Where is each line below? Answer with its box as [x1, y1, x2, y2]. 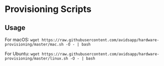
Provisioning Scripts [5, 3, 92, 15]
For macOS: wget [5, 36, 40, 42]
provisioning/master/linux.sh [5, 56, 69, 61]
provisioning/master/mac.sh [5, 42, 64, 47]
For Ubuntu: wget [5, 51, 40, 56]
